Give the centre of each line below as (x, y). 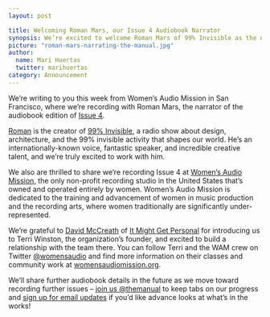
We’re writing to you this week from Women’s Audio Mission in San (119, 98)
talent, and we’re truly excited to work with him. (87, 156)
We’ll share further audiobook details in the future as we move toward (124, 280)
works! (20, 306)
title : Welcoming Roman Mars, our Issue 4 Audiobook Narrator (115, 30)
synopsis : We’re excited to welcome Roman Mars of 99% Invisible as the (133, 38)
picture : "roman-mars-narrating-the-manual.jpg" (91, 45)
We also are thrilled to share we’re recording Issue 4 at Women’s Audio (125, 172)
